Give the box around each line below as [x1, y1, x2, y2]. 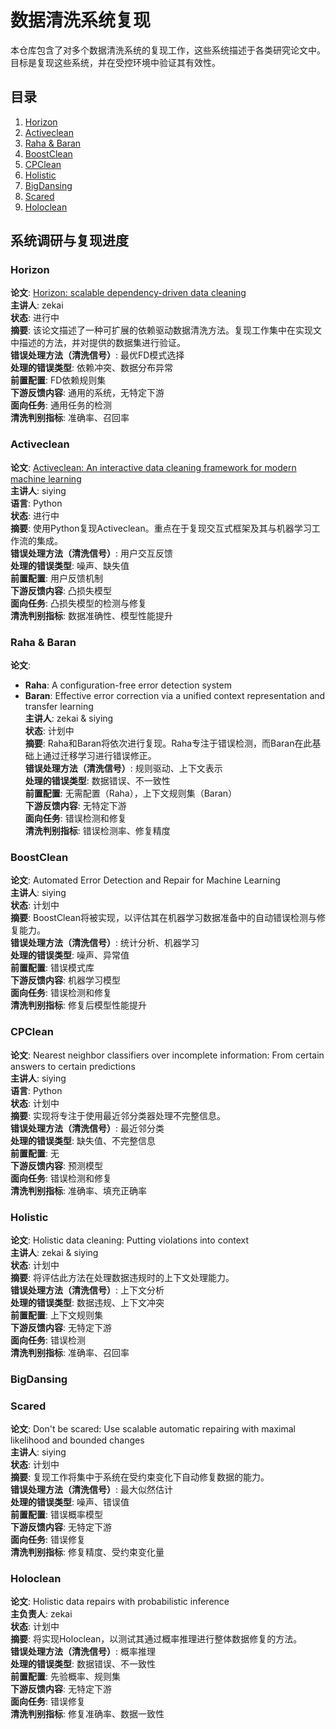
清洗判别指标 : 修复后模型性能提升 [10, 999, 147, 1011]
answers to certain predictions [10, 1060, 136, 1072]
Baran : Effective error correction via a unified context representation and [24, 690, 326, 702]
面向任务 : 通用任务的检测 [10, 399, 112, 411]
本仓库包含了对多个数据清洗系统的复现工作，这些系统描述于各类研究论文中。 [10, 44, 326, 56]
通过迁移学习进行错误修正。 [42, 750, 157, 762]
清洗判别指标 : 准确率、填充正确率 [10, 1184, 147, 1196]
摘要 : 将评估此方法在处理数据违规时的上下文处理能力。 [10, 1271, 235, 1283]
